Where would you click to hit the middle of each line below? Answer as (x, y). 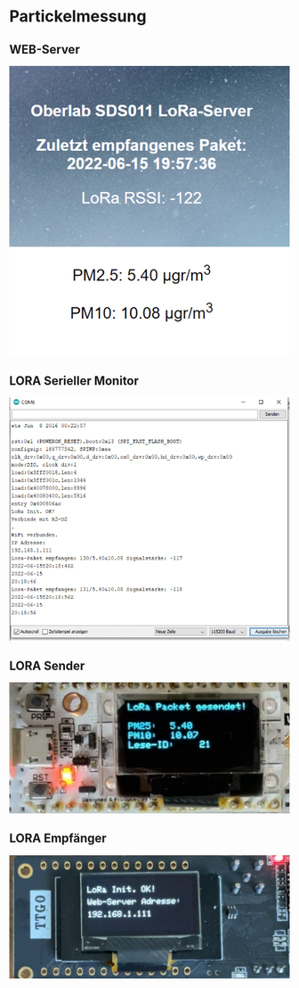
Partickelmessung (78, 17)
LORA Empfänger (58, 839)
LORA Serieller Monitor (74, 381)
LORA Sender (47, 665)
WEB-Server (44, 50)
